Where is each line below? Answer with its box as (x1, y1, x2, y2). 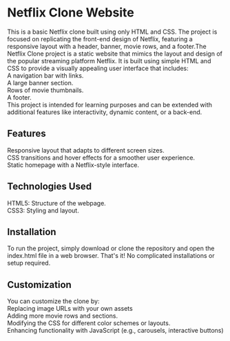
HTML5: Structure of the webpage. (7, 199, 107, 207)
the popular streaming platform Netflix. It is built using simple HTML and (7, 56, 211, 65)
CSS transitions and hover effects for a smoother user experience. (7, 153, 195, 162)
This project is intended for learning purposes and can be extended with (7, 100, 212, 109)
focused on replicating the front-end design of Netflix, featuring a (7, 34, 193, 43)
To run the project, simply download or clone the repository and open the (7, 244, 215, 252)
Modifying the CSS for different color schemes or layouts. (7, 319, 171, 327)
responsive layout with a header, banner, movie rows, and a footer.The (7, 42, 207, 50)
